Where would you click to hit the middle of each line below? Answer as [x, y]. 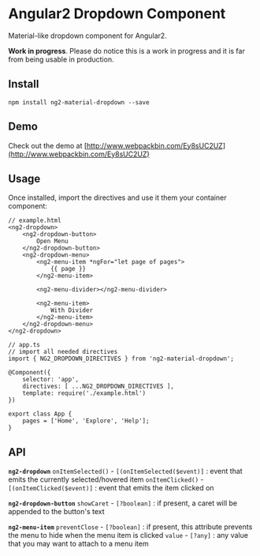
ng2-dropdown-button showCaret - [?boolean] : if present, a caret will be [123, 503]
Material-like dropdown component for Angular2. [87, 36]
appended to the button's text [56, 512]
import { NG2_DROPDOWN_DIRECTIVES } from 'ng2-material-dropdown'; [121, 359]
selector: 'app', [51, 380]
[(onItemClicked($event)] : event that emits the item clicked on [111, 488]
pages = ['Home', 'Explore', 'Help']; [86, 421]
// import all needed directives [63, 352]
